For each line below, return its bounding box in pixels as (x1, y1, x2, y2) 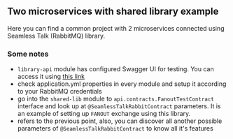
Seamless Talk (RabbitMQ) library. (7, 31, 106, 40)
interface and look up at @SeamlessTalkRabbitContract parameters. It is (17, 102, 221, 110)
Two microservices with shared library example (7, 6, 219, 17)
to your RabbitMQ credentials (17, 87, 103, 96)
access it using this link (17, 73, 85, 81)
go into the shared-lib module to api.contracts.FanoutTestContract (17, 94, 215, 103)
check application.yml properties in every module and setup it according (17, 80, 227, 88)
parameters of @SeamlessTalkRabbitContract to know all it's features (17, 124, 213, 133)
